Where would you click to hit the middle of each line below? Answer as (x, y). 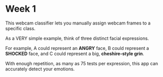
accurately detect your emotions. (40, 69)
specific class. (20, 28)
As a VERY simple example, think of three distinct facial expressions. (77, 38)
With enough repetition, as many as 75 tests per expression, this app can (82, 63)
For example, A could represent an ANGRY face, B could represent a (77, 48)
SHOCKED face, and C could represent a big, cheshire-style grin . (75, 54)
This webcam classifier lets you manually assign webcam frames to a (78, 23)
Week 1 (21, 9)
